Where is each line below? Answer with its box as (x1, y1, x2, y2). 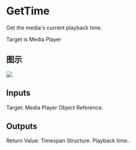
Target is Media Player (6, 35, 62, 43)
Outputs (6, 121, 38, 131)
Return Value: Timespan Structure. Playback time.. (6, 137, 131, 145)
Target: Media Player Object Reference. (6, 104, 104, 111)
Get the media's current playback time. (6, 24, 102, 31)
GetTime (6, 4, 50, 18)
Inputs (6, 88, 31, 98)
